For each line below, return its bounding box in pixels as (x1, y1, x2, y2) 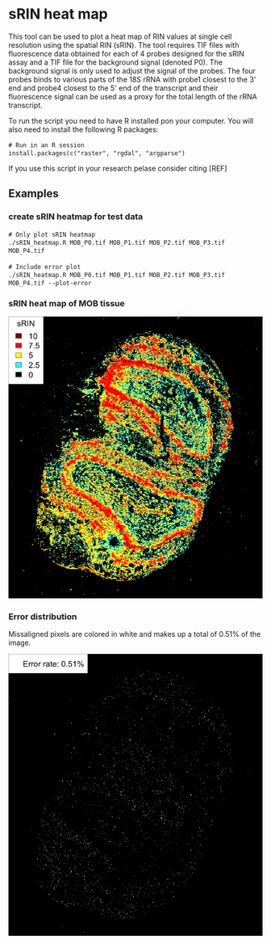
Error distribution (8, 611, 77, 622)
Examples (8, 187, 59, 200)
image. (8, 638, 31, 647)
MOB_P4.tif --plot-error (8, 279, 92, 287)
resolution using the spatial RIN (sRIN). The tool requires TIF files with (8, 40, 240, 49)
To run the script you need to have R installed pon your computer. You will (8, 116, 254, 125)
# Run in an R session (8, 141, 85, 150)
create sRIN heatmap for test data (8, 211, 144, 222)
